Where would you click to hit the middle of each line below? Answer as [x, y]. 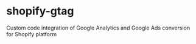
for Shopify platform [31, 34]
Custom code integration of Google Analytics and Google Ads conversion [98, 28]
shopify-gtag [40, 11]
